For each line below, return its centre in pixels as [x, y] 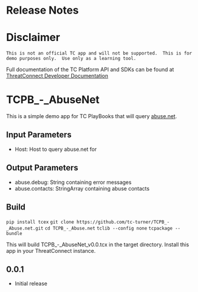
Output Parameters [42, 168]
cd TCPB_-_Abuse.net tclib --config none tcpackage [109, 228]
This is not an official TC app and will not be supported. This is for [99, 53]
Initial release [31, 284]
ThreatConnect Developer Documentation [57, 76]
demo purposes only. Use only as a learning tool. [71, 59]
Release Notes [42, 10]
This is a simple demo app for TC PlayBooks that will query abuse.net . [92, 116]
